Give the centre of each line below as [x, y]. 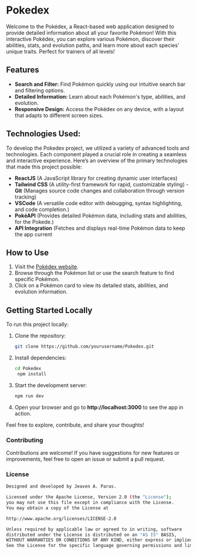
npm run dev [29, 396]
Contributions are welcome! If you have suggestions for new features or [93, 452]
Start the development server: [51, 385]
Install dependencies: [40, 358]
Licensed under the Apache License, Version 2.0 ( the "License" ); [89, 497]
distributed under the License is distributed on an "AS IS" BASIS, [91, 535]
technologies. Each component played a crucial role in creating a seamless [96, 154]
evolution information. [41, 292]
